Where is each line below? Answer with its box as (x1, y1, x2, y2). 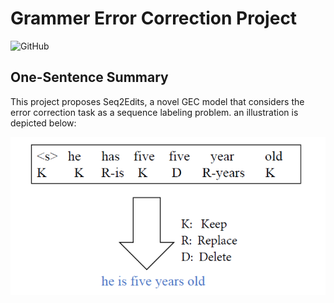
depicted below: (10, 117, 77, 129)
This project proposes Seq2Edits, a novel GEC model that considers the (10, 95, 305, 107)
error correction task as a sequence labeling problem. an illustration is (10, 106, 299, 118)
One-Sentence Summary (10, 69, 169, 86)
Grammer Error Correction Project (10, 7, 298, 30)
